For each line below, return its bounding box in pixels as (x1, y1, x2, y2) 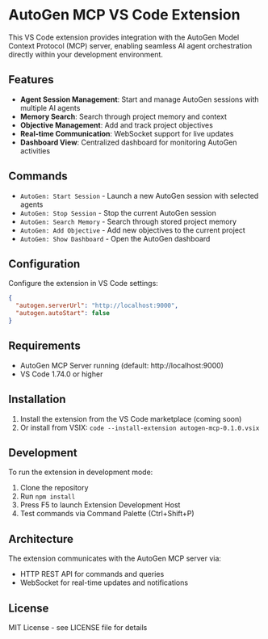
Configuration (8, 257, 81, 271)
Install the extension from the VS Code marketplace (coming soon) (19, 414, 242, 423)
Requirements (8, 339, 81, 353)
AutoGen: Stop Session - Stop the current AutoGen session (19, 208, 216, 217)
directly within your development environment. (8, 49, 164, 59)
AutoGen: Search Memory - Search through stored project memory (19, 217, 237, 226)
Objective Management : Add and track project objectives (19, 120, 214, 130)
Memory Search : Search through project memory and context (19, 111, 228, 121)
